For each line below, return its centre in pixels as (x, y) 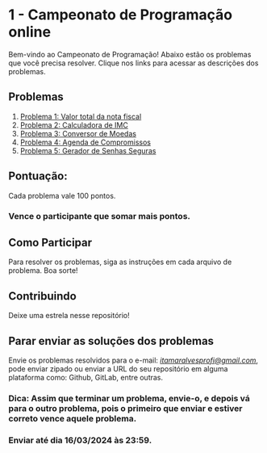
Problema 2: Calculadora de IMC (74, 125)
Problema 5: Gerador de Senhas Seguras (88, 150)
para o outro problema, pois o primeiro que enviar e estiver (125, 408)
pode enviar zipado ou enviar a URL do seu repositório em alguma (118, 368)
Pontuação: (38, 176)
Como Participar (50, 243)
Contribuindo (42, 296)
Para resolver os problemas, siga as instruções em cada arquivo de (120, 262)
